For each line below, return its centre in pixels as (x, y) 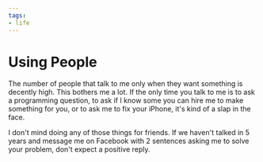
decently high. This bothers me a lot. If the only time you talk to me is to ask (132, 92)
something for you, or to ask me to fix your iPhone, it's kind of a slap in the (130, 109)
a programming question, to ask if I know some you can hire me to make (126, 100)
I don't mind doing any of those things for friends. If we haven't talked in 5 (129, 133)
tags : (17, 15)
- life (19, 23)
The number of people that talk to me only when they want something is (126, 84)
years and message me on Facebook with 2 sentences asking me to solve (129, 141)
